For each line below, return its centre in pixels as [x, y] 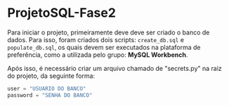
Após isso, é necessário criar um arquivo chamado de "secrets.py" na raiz [115, 68]
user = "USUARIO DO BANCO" [47, 88]
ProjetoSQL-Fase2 [61, 13]
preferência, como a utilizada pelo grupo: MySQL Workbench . [98, 55]
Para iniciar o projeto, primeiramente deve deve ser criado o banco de [109, 32]
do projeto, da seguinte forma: [51, 76]
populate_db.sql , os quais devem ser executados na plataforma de [104, 47]
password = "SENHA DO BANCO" [50, 95]
